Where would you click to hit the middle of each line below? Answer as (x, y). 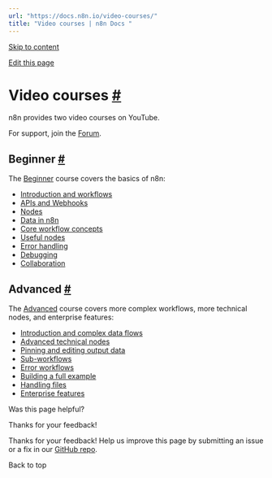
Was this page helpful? (47, 409)
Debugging (39, 255)
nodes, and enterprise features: (61, 317)
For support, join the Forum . (55, 133)
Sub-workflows (46, 359)
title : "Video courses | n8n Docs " (70, 24)
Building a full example (58, 376)
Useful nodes (43, 237)
